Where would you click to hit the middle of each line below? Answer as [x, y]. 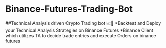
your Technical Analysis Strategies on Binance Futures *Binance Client [79, 30]
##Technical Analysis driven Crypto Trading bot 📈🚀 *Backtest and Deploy [83, 23]
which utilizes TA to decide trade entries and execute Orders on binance [81, 35]
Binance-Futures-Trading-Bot [69, 9]
